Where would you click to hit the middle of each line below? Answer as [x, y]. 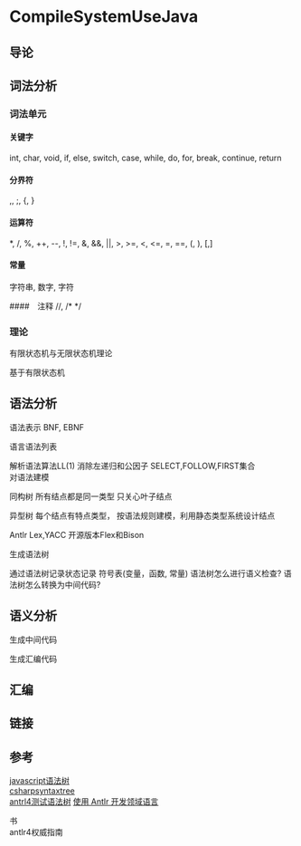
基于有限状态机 [37, 372]
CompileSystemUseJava [104, 17]
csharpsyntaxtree [42, 791]
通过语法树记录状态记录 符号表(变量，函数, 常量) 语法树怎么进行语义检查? [146, 573]
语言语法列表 [33, 447]
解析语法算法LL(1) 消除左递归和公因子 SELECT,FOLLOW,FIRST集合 [132, 466]
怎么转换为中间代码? [63, 584]
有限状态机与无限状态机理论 [61, 353]
